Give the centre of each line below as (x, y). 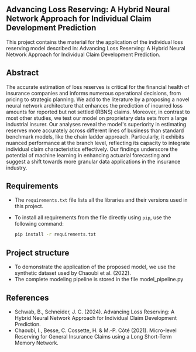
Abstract (23, 73)
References (27, 298)
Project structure (38, 253)
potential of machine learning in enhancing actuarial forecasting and (88, 155)
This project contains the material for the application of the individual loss (94, 42)
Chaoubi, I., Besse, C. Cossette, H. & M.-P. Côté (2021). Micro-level (95, 330)
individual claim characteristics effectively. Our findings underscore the (92, 149)
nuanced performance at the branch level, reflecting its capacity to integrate (98, 143)
